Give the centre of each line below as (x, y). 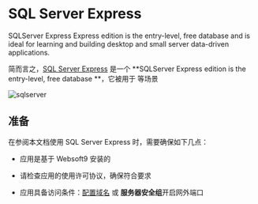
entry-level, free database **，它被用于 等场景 (84, 78)
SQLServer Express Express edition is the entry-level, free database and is (129, 36)
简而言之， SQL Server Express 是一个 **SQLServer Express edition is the (127, 69)
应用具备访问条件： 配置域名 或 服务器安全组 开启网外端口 (111, 192)
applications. (29, 52)
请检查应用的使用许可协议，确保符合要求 (85, 176)
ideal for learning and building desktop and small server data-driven (119, 43)
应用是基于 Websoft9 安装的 (65, 158)
